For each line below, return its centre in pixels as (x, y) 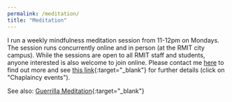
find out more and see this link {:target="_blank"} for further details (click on (116, 70)
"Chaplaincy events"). (39, 77)
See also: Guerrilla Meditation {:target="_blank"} (76, 91)
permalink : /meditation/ (43, 14)
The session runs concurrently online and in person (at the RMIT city (106, 48)
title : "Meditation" (37, 20)
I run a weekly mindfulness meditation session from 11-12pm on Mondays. (114, 40)
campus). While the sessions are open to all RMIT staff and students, (106, 55)
